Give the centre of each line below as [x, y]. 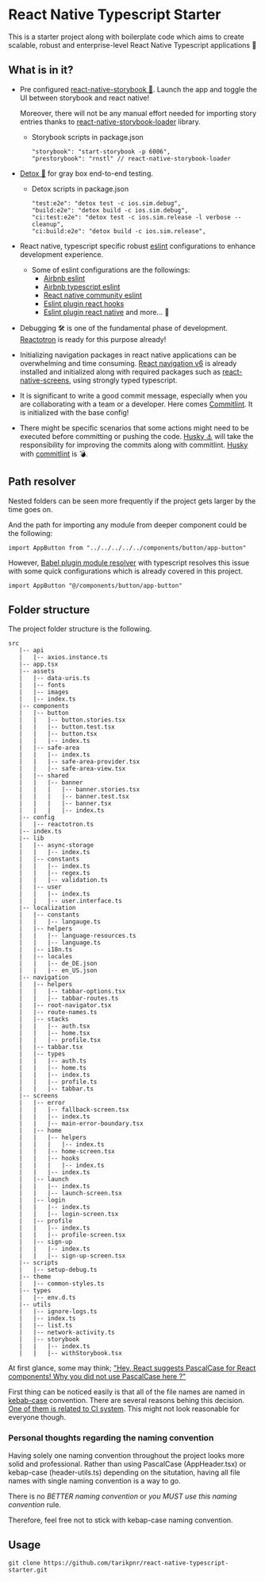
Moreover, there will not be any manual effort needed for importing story [138, 113]
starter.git [28, 1570]
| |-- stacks [44, 1020]
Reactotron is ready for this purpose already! [93, 339]
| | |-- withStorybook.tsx [71, 1354]
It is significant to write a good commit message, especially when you [133, 395]
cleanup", [48, 224]
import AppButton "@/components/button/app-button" [95, 585]
